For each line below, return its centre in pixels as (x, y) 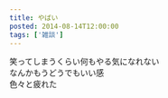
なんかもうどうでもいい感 (57, 73)
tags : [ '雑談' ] (37, 34)
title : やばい (34, 18)
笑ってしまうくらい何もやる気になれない (84, 62)
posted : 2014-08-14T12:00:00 (64, 26)
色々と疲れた (33, 84)
